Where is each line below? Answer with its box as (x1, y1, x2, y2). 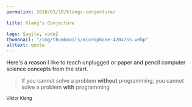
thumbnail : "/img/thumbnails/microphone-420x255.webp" (6, 36, 149, 43)
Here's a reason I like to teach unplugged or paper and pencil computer (6, 59, 186, 66)
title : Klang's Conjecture (6, 19, 75, 26)
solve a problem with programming (21, 83, 110, 91)
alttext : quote (6, 42, 45, 49)
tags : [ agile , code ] (6, 31, 59, 37)
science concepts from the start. (6, 65, 88, 73)
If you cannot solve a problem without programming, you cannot (21, 77, 184, 85)
